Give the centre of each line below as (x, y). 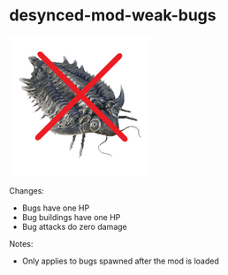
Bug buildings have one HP (71, 217)
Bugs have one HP (56, 208)
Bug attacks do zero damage (74, 226)
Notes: (21, 243)
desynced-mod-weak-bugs (113, 15)
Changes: (27, 190)
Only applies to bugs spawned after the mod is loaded (120, 261)
